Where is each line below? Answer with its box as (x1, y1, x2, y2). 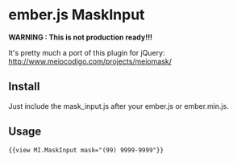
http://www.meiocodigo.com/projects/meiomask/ (8, 56, 172, 66)
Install (8, 80, 40, 93)
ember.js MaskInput (8, 6, 145, 24)
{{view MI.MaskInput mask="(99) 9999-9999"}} (8, 146, 164, 154)
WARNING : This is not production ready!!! (8, 32, 153, 42)
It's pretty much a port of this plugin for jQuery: (8, 48, 165, 57)
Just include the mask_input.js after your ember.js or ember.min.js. (8, 101, 230, 110)
